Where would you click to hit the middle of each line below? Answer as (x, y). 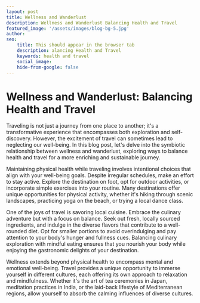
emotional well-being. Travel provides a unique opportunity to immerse (93, 268)
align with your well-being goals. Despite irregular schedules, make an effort (100, 175)
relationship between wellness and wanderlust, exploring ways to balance (97, 151)
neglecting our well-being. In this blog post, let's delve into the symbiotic (96, 145)
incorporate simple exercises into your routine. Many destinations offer (93, 188)
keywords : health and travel (53, 56)
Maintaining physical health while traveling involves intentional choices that (99, 169)
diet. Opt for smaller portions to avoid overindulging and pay (102, 231)
